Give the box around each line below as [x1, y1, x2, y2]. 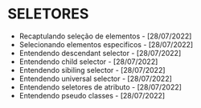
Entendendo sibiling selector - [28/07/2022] [18, 65, 166, 74]
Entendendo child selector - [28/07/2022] [18, 57, 158, 66]
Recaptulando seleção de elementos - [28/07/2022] [18, 31, 192, 41]
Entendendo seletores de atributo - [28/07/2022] [18, 82, 183, 92]
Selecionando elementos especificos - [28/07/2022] [18, 39, 194, 49]
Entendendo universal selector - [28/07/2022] [18, 74, 172, 83]
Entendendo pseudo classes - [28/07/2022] [18, 90, 166, 100]
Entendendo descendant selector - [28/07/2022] [18, 48, 182, 58]
